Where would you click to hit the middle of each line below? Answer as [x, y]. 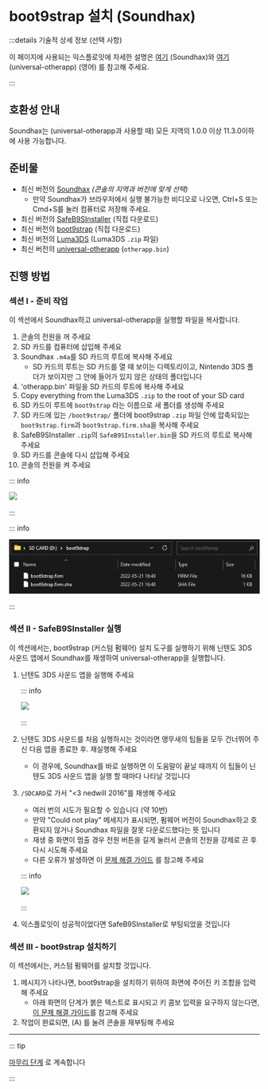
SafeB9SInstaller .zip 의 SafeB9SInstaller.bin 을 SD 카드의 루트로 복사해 [136, 435]
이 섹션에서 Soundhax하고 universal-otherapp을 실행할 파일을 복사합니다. [125, 320]
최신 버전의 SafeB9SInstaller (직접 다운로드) [89, 219]
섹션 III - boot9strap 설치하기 [63, 946]
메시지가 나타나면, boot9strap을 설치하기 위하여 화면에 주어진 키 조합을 [131, 982]
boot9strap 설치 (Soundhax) [103, 16]
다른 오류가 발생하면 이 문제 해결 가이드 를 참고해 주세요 [118, 859]
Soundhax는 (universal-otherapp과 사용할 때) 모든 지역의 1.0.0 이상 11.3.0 [125, 130]
